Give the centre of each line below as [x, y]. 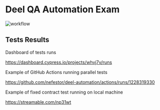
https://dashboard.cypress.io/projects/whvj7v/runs [59, 62]
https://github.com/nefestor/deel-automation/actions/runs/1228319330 [80, 82]
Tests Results [27, 40]
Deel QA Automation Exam [63, 10]
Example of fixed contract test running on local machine [64, 92]
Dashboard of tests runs [31, 52]
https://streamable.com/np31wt [38, 102]
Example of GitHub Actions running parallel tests [56, 72]
